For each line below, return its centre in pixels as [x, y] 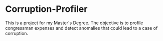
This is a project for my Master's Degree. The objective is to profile [74, 23]
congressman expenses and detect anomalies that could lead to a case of [81, 28]
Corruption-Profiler [46, 9]
